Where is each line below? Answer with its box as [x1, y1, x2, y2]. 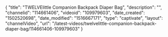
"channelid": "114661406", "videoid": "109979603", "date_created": [5, 10, 145, 16]
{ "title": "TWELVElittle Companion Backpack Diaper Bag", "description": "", [5, 5, 162, 10]
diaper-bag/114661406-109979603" [5, 26, 80, 32]
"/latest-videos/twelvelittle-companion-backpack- [52, 20, 157, 26]
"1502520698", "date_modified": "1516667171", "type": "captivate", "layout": [5, 15, 163, 21]
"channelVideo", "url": [5, 20, 52, 26]
